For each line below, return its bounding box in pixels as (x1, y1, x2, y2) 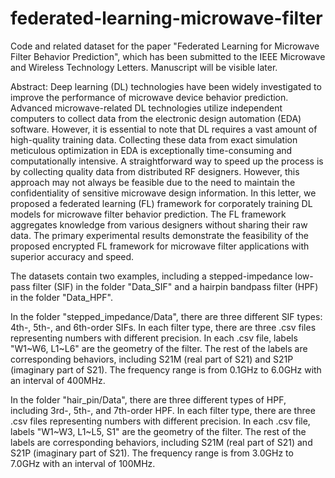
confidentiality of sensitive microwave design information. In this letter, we (10, 187, 317, 199)
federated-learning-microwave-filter (10, 7, 323, 30)
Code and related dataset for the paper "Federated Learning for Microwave (10, 40, 320, 52)
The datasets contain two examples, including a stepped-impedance (10, 270, 293, 282)
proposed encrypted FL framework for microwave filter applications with (10, 240, 310, 252)
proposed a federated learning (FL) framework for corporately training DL (10, 197, 313, 209)
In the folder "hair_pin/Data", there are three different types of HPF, (10, 393, 287, 406)
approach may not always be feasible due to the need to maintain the (10, 176, 296, 188)
